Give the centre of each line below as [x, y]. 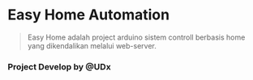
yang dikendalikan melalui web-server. [92, 45]
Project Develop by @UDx [59, 66]
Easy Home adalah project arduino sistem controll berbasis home [136, 37]
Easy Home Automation [89, 15]
